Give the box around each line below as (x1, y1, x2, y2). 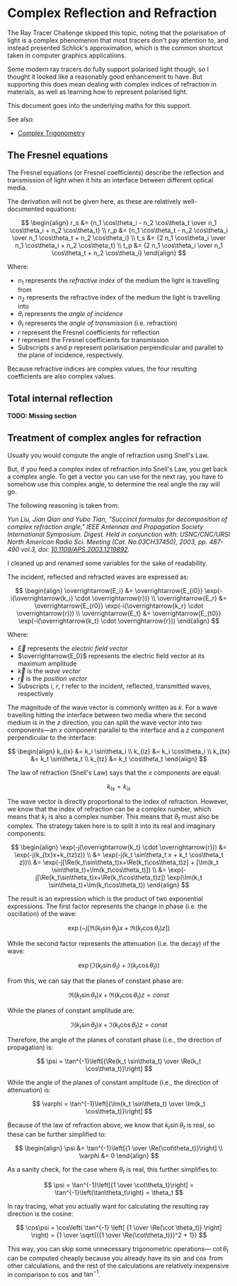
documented (7, 205, 45, 213)
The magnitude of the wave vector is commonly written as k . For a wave (7, 703, 218, 712)
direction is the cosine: (7, 1209, 74, 1218)
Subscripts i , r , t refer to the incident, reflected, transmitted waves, (17, 682, 212, 690)
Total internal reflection (7, 393, 113, 405)
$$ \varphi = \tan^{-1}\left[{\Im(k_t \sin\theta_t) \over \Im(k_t (32, 1099, 206, 1108)
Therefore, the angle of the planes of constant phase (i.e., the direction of (7, 1035, 222, 1045)
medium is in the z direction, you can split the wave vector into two (7, 718, 202, 726)
